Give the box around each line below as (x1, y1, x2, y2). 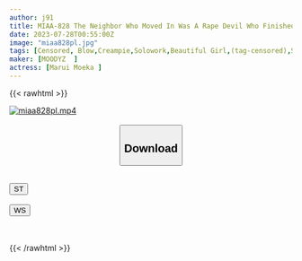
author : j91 (9, 13, 54, 22)
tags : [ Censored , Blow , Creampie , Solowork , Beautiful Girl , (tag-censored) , (9, 47, 292, 56)
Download (124, 141, 178, 155)
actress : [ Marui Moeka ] (9, 64, 102, 73)
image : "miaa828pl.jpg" (9, 38, 99, 48)
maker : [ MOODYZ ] (9, 55, 78, 64)
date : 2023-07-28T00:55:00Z (9, 30, 115, 39)
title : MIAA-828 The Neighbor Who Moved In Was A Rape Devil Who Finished (9, 22, 296, 30)
